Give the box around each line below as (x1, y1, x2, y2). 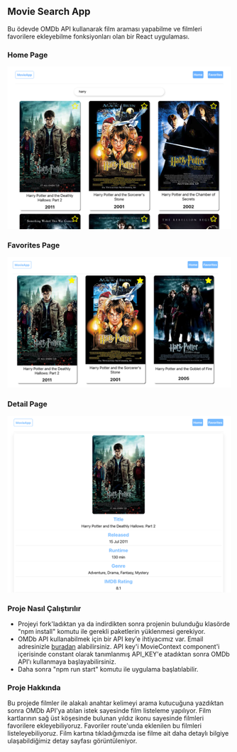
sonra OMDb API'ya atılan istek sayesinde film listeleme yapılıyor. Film (7, 706, 211, 715)
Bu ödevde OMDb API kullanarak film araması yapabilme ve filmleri (7, 24, 202, 33)
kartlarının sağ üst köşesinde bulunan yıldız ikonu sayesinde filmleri (7, 714, 204, 723)
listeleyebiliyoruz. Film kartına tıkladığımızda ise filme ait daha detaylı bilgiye (7, 729, 229, 738)
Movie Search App (7, 6, 91, 18)
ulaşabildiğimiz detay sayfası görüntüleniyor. (7, 736, 138, 746)
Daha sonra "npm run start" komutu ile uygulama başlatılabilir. (17, 665, 199, 674)
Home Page (7, 50, 48, 60)
